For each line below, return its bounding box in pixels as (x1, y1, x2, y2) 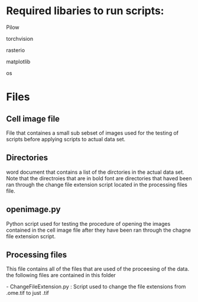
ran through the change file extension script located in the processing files (6, 181, 188, 188)
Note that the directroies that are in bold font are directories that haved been (6, 174, 192, 181)
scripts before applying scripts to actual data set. (6, 135, 126, 142)
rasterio (6, 46, 25, 54)
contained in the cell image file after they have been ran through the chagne (6, 226, 191, 233)
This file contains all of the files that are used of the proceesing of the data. (6, 265, 190, 272)
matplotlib (6, 58, 31, 65)
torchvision (6, 35, 34, 42)
